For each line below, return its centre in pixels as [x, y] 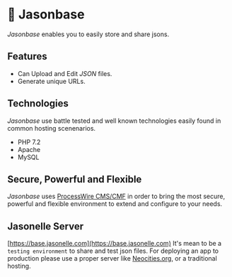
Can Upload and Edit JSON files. [65, 73]
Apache [29, 149]
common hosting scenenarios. [52, 128]
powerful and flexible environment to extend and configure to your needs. [115, 204]
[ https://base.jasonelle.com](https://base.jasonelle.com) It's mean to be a [114, 244]
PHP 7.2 [29, 142]
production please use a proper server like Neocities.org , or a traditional [112, 259]
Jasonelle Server [45, 226]
